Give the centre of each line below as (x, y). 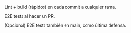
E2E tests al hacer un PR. (30, 16)
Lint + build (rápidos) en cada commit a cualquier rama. (60, 7)
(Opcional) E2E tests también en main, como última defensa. (65, 25)
